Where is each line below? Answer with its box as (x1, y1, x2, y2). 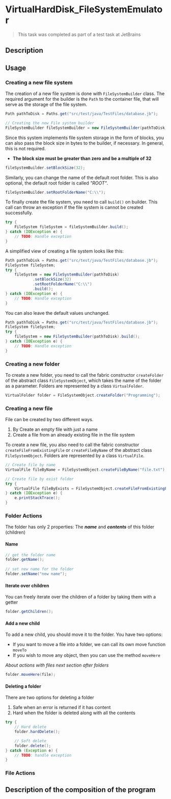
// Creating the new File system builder (5, 120, 95, 126)
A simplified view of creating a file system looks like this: (5, 248, 124, 254)
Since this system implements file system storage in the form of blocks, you (5, 134, 164, 141)
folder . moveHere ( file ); (5, 672, 56, 677)
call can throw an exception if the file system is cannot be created (5, 204, 144, 211)
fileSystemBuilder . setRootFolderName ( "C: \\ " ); (5, 190, 106, 195)
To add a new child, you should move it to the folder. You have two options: (5, 631, 163, 637)
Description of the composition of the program (5, 785, 156, 794)
